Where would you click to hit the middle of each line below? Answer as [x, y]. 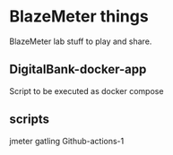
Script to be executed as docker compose [86, 90]
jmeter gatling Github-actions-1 [67, 141]
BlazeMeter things [79, 17]
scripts [29, 120]
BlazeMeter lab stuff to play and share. [81, 41]
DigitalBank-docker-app [78, 69]
